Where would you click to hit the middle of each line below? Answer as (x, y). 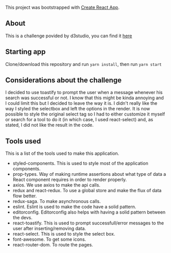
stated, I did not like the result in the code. (50, 125)
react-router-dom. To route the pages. (53, 245)
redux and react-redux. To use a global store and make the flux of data (87, 191)
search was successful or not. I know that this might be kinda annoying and (85, 98)
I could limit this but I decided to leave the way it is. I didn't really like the (81, 103)
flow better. (25, 196)
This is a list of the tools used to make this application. (62, 153)
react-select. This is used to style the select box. (64, 234)
